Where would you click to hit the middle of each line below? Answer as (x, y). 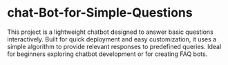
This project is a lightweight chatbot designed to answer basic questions (111, 32)
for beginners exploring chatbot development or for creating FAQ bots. (107, 54)
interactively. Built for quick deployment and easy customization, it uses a (112, 39)
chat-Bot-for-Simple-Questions (100, 13)
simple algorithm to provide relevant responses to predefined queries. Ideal (114, 46)
